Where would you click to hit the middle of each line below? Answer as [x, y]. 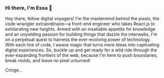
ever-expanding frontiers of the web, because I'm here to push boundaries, [82, 55]
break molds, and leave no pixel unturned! [48, 61]
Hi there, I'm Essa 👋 [29, 8]
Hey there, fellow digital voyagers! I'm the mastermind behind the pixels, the [82, 19]
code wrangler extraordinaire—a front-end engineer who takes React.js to [80, 24]
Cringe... [14, 70]
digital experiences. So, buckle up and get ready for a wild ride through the [81, 50]
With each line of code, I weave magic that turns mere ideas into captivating [82, 45]
